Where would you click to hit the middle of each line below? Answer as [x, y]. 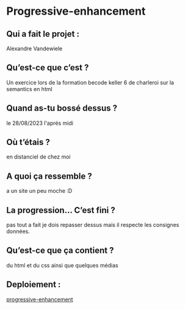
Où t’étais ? [28, 142]
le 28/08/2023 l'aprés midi [40, 123]
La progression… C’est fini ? [61, 210]
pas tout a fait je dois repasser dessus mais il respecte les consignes [93, 225]
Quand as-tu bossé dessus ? [62, 108]
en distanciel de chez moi [39, 157]
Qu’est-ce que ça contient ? [60, 251]
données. [18, 231]
